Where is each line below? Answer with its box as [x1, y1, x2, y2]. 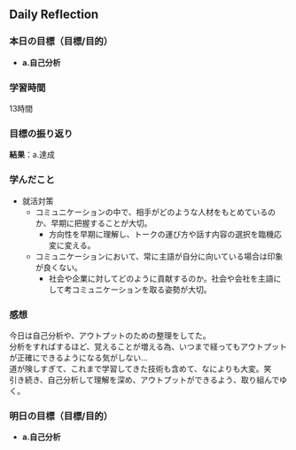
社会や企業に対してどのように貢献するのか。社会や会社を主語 [48, 273, 274, 283]
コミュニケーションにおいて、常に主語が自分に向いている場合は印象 [35, 251, 284, 261]
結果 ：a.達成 [9, 150, 55, 160]
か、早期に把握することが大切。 [35, 217, 152, 229]
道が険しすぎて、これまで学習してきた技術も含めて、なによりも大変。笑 [9, 363, 272, 374]
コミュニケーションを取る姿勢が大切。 [71, 283, 212, 295]
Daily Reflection [9, 7, 99, 22]
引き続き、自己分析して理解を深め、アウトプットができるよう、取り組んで [9, 374, 280, 384]
